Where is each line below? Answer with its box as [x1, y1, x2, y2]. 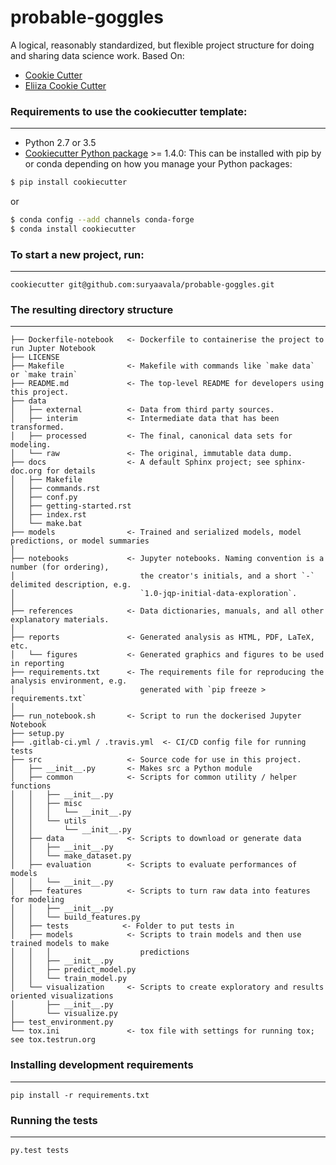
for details [46, 466, 97, 476]
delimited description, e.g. [10, 580, 132, 590]
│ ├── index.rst [10, 510, 87, 520]
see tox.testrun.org [10, 1035, 97, 1045]
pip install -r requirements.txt [10, 1090, 150, 1100]
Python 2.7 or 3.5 [24, 137, 97, 149]
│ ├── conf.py [10, 492, 78, 503]
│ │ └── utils [10, 816, 87, 826]
